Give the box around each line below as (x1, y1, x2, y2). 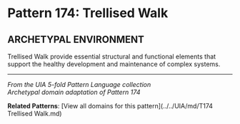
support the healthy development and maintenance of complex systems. (7, 60, 221, 68)
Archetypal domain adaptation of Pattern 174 (7, 88, 141, 96)
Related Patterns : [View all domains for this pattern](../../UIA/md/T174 (7, 102, 213, 110)
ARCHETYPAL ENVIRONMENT (7, 33, 145, 46)
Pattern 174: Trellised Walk (7, 5, 169, 21)
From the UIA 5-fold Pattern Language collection (7, 81, 151, 88)
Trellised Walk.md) (7, 109, 62, 118)
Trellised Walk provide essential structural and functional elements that (7, 52, 216, 61)
